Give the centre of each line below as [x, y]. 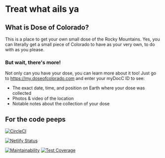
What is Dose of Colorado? [47, 27]
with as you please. [25, 50]
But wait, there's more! [33, 62]
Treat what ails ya [42, 9]
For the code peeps [35, 119]
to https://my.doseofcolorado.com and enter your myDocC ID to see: [75, 79]
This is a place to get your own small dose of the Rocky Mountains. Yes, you [82, 39]
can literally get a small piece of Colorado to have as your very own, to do [80, 44]
